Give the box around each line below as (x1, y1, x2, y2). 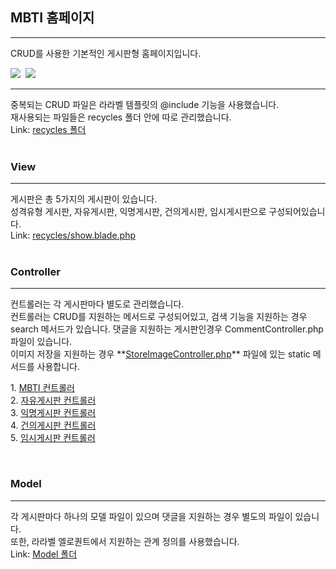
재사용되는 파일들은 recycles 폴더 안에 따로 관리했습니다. (10, 111, 232, 123)
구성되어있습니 (268, 206, 326, 218)
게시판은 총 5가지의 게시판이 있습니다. (10, 193, 158, 205)
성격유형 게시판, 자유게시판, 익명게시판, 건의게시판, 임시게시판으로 (10, 206, 267, 218)
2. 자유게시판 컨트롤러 (10, 394, 97, 407)
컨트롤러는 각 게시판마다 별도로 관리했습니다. (10, 298, 185, 310)
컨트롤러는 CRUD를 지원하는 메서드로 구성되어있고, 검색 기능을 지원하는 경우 (10, 311, 308, 323)
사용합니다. (36, 361, 81, 373)
